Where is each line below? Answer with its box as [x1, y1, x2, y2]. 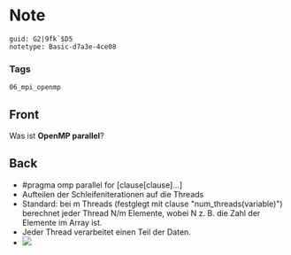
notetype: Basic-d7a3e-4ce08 [9, 42, 117, 51]
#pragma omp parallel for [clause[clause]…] [21, 179, 183, 190]
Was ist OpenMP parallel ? [9, 130, 104, 142]
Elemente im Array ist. [21, 217, 103, 228]
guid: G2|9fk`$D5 [9, 35, 73, 43]
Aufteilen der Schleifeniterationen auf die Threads [21, 189, 204, 199]
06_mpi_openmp [9, 83, 62, 92]
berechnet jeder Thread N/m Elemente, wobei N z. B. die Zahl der [21, 207, 261, 218]
